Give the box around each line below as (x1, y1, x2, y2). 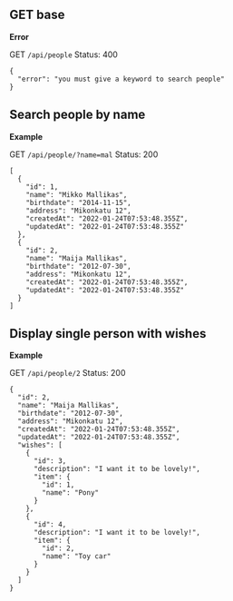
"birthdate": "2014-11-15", (25, 198, 131, 207)
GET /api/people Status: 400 (9, 49, 118, 60)
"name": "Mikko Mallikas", (25, 190, 128, 199)
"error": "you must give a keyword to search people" (17, 74, 225, 84)
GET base (9, 7, 65, 23)
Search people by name (9, 107, 146, 123)
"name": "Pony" (42, 488, 100, 498)
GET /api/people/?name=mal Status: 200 (9, 149, 159, 160)
